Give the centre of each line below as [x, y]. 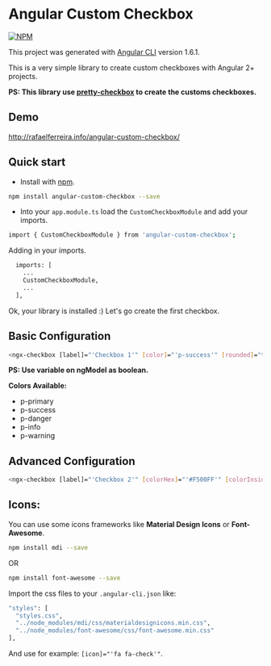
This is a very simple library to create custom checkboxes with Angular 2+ [131, 67]
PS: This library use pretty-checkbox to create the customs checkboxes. [132, 92]
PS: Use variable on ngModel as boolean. [79, 370]
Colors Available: [38, 386]
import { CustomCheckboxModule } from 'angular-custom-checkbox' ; [122, 235]
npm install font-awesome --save [65, 578]
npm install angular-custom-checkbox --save [84, 196]
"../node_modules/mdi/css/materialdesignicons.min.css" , [113, 623]
